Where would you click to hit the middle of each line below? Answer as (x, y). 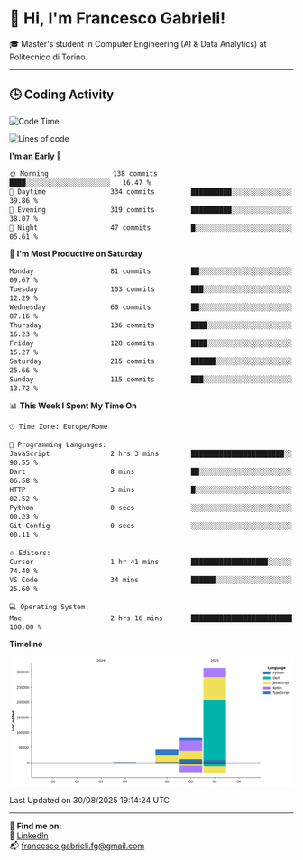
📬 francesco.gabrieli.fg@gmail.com (77, 846)
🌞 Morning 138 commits (83, 174)
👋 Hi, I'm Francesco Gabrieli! (118, 18)
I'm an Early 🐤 (36, 156)
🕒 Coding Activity (62, 95)
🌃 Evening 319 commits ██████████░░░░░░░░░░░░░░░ (151, 210)
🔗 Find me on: (36, 826)
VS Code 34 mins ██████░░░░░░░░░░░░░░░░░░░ (151, 580)
